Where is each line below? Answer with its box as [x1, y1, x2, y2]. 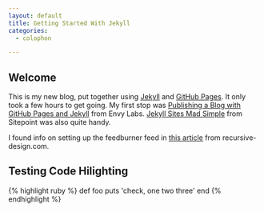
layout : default [8, 11, 62, 20]
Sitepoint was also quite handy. [8, 118, 111, 127]
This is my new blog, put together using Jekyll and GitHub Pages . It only [8, 92, 246, 102]
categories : [8, 26, 48, 34]
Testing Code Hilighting [8, 165, 129, 178]
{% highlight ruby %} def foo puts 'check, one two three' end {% [8, 186, 222, 195]
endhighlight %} [8, 194, 62, 204]
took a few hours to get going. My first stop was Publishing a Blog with [8, 101, 242, 110]
